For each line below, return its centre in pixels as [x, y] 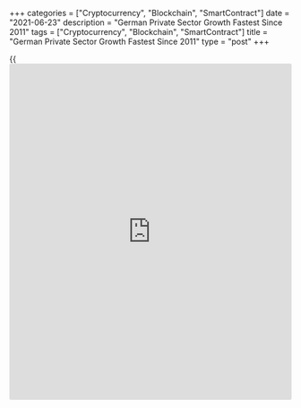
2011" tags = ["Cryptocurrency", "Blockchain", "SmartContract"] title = [139, 32]
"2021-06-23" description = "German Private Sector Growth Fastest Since [146, 22]
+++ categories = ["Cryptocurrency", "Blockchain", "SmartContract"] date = [150, 13]
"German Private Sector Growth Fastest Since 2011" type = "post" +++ [139, 41]
